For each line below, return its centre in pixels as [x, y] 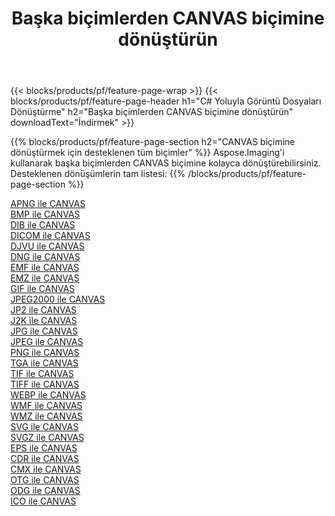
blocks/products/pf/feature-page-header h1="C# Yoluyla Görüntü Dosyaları [166, 101]
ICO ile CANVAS [43, 501]
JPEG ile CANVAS [47, 342]
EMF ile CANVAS [45, 268]
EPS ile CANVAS [44, 448]
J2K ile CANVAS [44, 321]
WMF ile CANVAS [46, 406]
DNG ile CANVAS [45, 257]
